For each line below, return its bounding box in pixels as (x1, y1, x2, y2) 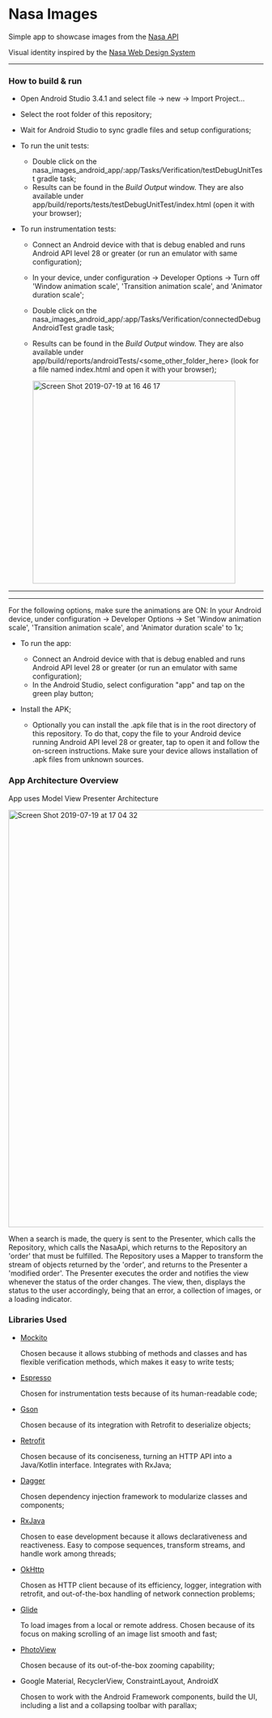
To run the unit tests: (19, 141, 90, 151)
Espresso (19, 1372, 52, 1382)
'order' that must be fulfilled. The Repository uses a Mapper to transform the (8, 1251, 264, 1260)
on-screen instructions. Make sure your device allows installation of (32, 746, 258, 756)
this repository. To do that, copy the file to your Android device (32, 729, 241, 738)
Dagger (19, 1475, 46, 1485)
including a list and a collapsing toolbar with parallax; (19, 1700, 198, 1710)
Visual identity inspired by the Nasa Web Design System (8, 47, 196, 57)
